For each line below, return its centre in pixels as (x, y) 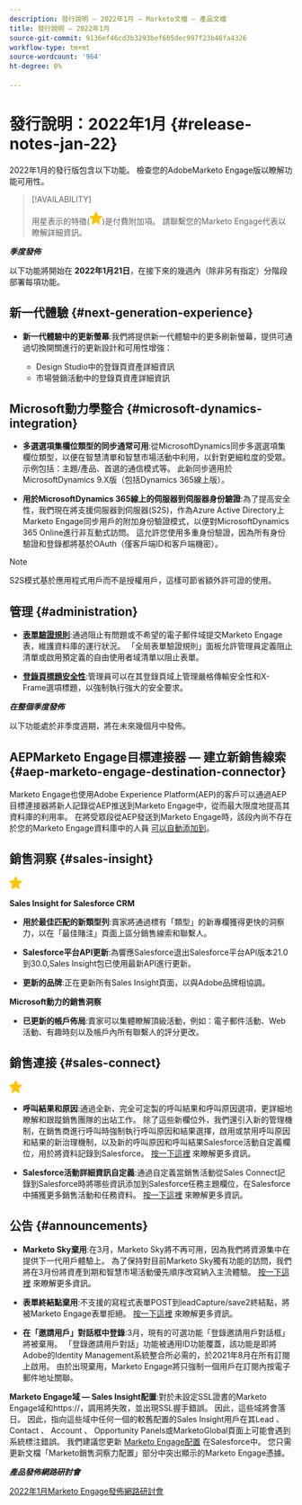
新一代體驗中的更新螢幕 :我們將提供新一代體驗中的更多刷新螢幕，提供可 (153, 336)
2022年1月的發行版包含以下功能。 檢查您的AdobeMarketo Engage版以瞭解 (147, 170)
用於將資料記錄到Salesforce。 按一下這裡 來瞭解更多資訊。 (147, 1153)
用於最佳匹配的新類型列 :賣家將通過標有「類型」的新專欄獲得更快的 (146, 922)
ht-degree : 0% (36, 67)
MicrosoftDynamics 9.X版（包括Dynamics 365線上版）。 (126, 480)
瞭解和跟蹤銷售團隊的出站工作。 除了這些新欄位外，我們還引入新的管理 (153, 1119)
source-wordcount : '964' (56, 57)
